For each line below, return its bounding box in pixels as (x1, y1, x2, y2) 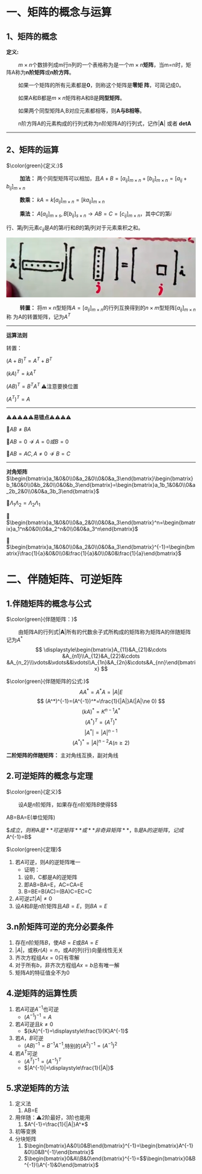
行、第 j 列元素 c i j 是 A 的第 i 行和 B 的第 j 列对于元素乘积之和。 (6, 224, 144, 232)
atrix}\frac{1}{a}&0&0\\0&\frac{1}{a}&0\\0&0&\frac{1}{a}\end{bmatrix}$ (6, 549, 182, 557)
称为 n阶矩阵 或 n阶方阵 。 (14, 69, 75, 76)
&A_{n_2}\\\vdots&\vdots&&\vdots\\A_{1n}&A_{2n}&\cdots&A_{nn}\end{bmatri (6, 658, 196, 666)
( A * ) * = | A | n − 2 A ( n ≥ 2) (72, 738, 130, 746)
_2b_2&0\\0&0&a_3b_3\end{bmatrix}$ (6, 488, 100, 495)
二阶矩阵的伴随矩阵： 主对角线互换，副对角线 (6, 752, 118, 759)
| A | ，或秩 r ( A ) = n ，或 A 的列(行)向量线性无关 (14, 946, 123, 954)
